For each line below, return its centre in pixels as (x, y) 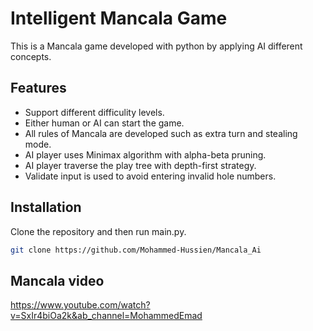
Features (38, 88)
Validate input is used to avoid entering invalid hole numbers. (150, 176)
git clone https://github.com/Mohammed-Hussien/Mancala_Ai (136, 250)
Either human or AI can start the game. (104, 123)
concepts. (31, 56)
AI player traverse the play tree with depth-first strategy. (140, 165)
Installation (46, 207)
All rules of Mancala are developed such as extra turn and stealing (161, 133)
